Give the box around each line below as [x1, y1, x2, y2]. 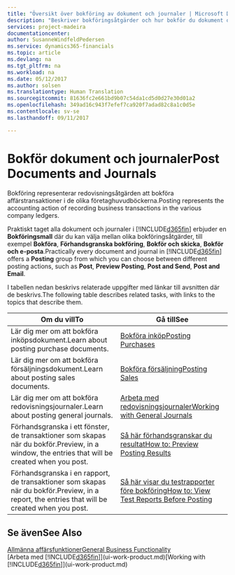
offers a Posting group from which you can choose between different [7, 254, 208, 263]
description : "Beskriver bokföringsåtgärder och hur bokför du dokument [7, 17, 224, 24]
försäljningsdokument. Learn [10, 363, 104, 373]
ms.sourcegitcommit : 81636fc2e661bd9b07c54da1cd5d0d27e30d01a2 [7, 95, 196, 102]
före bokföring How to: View [120, 485, 211, 495]
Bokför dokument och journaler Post [7, 151, 220, 167]
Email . [7, 269, 26, 277]
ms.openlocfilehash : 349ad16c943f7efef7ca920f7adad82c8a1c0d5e [7, 102, 196, 109]
